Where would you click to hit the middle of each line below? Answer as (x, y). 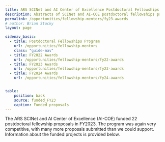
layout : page (18, 28)
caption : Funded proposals (41, 105)
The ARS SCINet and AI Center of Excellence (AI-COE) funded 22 (71, 119)
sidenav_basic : (21, 37)
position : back (29, 96)
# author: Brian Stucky (29, 23)
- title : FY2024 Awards (34, 73)
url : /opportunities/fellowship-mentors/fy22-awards (69, 59)
